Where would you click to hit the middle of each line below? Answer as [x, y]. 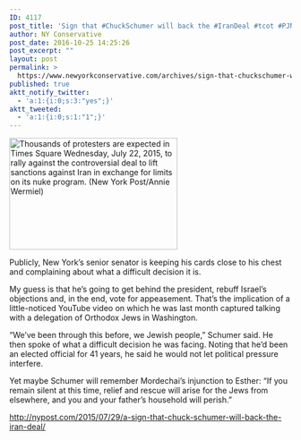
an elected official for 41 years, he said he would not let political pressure [144, 354]
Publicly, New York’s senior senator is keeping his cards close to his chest [146, 262]
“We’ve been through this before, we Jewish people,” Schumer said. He [141, 335]
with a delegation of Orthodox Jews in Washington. [104, 317]
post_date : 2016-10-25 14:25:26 [69, 42]
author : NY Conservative [56, 34]
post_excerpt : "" [42, 51]
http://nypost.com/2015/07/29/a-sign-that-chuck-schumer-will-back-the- [146, 418]
